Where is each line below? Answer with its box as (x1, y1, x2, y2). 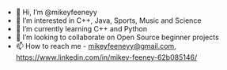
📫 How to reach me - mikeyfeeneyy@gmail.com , (15, 42, 176, 50)
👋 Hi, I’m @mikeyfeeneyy (15, 8, 97, 17)
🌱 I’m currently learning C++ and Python (15, 24, 148, 33)
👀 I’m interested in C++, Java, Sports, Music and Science (15, 16, 202, 25)
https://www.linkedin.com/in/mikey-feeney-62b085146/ (15, 53, 198, 62)
